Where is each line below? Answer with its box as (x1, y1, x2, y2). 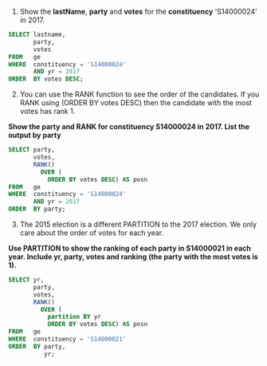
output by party (8, 131, 61, 140)
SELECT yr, (8, 276, 45, 284)
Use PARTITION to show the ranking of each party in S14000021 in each (8, 243, 251, 253)
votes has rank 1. (19, 107, 76, 116)
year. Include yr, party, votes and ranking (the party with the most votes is (8, 252, 259, 262)
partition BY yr (47, 313, 102, 321)
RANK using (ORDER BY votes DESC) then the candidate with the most (19, 98, 253, 108)
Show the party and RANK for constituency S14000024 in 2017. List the (8, 122, 249, 132)
